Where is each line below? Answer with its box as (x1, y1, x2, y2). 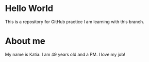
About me (5, 36, 46, 47)
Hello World (5, 3, 53, 14)
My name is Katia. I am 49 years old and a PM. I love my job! (5, 51, 126, 57)
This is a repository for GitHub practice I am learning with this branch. (5, 19, 145, 25)
